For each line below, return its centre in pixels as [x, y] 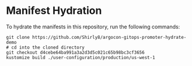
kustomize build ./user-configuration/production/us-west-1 [81, 57]
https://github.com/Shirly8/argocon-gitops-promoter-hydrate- [109, 37]
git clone [18, 37]
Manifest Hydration [54, 11]
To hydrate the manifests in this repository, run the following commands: [93, 27]
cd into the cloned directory [48, 47]
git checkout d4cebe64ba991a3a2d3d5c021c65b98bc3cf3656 [75, 52]
